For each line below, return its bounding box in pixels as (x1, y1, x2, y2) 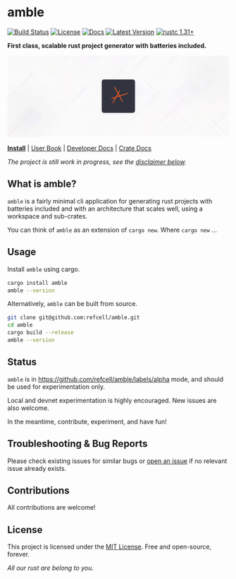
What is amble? (7, 178, 77, 190)
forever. (7, 550, 30, 558)
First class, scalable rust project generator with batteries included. (7, 41, 206, 49)
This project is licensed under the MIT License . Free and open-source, (7, 542, 212, 551)
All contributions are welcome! (7, 503, 96, 512)
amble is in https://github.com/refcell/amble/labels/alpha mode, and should (7, 375, 224, 383)
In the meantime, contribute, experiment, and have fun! (7, 417, 167, 426)
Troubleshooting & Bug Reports (7, 438, 148, 450)
